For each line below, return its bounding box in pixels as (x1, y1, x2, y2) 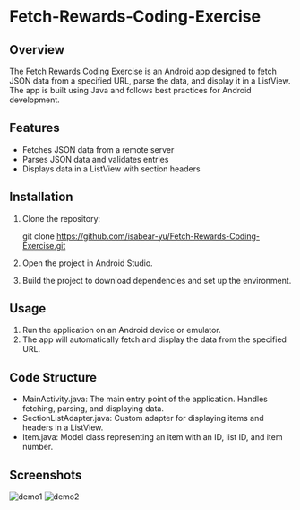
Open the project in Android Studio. (21, 258, 154, 268)
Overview (9, 42, 65, 57)
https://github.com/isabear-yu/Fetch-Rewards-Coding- (56, 231, 261, 242)
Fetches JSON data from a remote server (21, 144, 175, 154)
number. (21, 442, 54, 453)
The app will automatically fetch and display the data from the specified (21, 334, 287, 345)
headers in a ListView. (21, 422, 104, 433)
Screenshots (9, 467, 82, 482)
